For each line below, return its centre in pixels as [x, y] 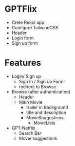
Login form [23, 38]
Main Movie [30, 102]
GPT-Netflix [23, 128]
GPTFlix [21, 9]
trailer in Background [47, 107]
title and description [46, 112]
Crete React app [28, 22]
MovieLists [44, 123]
